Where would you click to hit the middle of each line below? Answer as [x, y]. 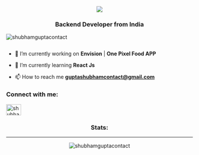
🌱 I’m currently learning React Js [55, 65]
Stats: [99, 127]
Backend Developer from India [99, 25]
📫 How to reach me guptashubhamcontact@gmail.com [85, 77]
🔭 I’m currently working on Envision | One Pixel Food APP [85, 54]
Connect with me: [32, 94]
